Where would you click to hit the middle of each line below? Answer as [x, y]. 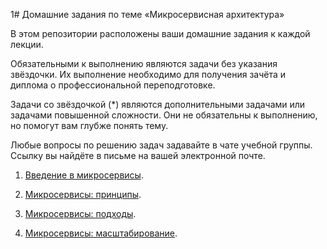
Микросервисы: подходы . [80, 213]
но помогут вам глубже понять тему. [89, 125]
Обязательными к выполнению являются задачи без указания [144, 63]
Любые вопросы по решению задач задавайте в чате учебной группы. [161, 145]
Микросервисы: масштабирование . [101, 233]
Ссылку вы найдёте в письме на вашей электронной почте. [138, 155]
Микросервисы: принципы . [83, 194]
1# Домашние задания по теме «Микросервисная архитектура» [147, 14]
